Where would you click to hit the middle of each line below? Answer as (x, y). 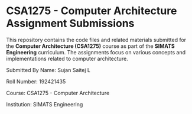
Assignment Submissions (70, 23)
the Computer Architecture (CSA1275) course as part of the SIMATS (91, 46)
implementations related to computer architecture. (67, 58)
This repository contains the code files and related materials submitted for (96, 40)
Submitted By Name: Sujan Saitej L (48, 70)
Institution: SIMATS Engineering (45, 104)
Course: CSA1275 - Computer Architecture (58, 93)
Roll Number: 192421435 (36, 82)
